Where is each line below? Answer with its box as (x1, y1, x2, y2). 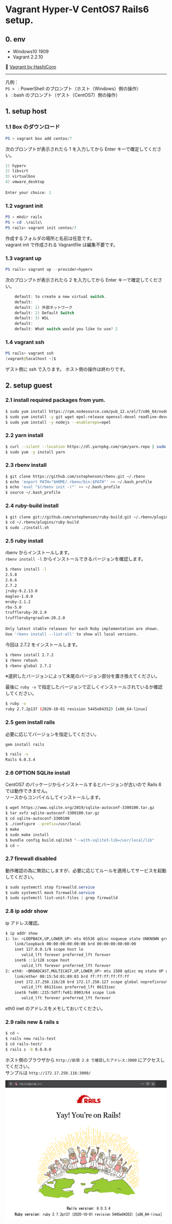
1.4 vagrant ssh (5, 338, 45, 346)
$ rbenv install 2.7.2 (5, 652, 54, 657)
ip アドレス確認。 (5, 920, 42, 926)
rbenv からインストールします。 (5, 549, 73, 556)
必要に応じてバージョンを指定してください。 (5, 731, 99, 737)
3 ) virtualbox (5, 174, 36, 179)
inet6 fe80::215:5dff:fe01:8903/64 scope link (14, 990, 116, 995)
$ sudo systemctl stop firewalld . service (5, 885, 95, 890)
